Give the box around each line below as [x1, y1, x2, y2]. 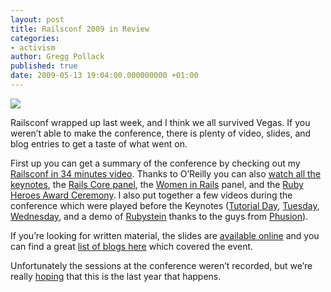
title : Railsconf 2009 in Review [10, 24, 150, 34]
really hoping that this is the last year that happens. [10, 270, 222, 282]
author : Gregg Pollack [10, 52, 105, 62]
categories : [10, 33, 60, 43]
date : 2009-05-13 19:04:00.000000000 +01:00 [10, 71, 199, 81]
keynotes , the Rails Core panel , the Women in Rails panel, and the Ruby [10, 178, 304, 190]
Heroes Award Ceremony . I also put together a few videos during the [10, 189, 293, 201]
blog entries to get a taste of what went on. [10, 137, 188, 150]
